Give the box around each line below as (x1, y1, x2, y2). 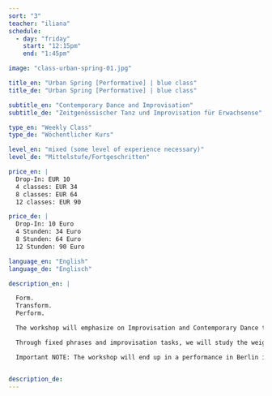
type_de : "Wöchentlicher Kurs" (8, 131, 114, 139)
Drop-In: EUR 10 (15, 175, 70, 183)
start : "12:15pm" (23, 42, 82, 50)
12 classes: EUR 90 (15, 198, 82, 206)
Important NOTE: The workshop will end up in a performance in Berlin (15, 353, 259, 361)
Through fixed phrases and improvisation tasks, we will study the (15, 338, 249, 346)
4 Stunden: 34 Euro (15, 228, 82, 236)
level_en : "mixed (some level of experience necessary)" (8, 145, 205, 154)
